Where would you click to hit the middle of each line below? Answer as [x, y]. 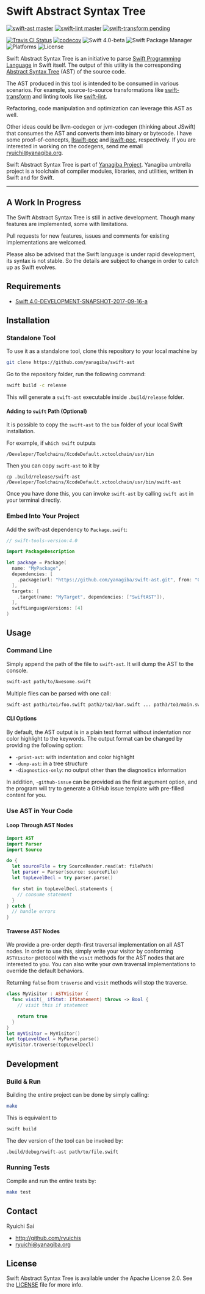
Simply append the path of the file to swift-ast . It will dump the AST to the [100, 664]
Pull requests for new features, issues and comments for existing [88, 236]
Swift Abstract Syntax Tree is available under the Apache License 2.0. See [99, 1278]
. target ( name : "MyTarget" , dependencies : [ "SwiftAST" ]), [91, 597]
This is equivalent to [31, 1118]
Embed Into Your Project [43, 516]
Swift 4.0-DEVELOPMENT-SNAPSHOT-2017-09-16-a [81, 301]
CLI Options [22, 719]
